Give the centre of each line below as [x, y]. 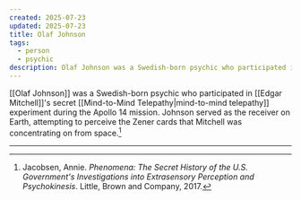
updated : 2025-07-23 [48, 26]
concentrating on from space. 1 [65, 132]
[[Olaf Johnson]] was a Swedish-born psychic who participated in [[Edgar [146, 93]
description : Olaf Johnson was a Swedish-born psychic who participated [148, 68]
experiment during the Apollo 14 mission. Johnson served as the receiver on [150, 112]
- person [34, 51]
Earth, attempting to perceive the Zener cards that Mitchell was [126, 121]
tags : [19, 43]
